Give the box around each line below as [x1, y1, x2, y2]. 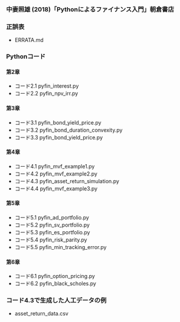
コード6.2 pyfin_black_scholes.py [14, 280, 96, 287]
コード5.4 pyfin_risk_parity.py [14, 236, 87, 243]
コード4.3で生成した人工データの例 [6, 297, 107, 305]
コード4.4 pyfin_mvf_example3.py [14, 185, 98, 192]
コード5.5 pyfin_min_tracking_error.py [14, 243, 107, 250]
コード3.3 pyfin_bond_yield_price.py [14, 133, 103, 141]
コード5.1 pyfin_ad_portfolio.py [14, 213, 90, 221]
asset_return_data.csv [14, 310, 69, 317]
